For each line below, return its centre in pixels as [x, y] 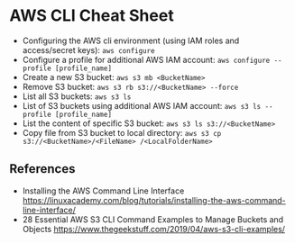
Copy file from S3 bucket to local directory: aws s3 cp [122, 132]
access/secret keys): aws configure [88, 49]
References [42, 169]
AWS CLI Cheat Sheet [92, 16]
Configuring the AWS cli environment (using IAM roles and [131, 40]
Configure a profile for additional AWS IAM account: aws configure [146, 59]
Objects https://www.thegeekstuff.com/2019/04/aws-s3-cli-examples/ [154, 229]
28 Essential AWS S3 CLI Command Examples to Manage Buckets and [153, 219]
